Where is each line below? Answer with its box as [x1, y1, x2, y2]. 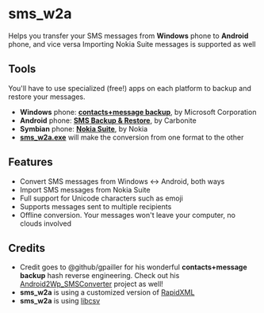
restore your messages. [8, 92, 86, 101]
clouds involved [19, 219, 71, 228]
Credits [8, 241, 46, 254]
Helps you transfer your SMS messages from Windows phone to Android [8, 31, 249, 40]
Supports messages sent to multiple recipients [19, 201, 172, 211]
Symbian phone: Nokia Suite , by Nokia [19, 124, 148, 133]
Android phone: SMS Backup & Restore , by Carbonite [19, 116, 197, 125]
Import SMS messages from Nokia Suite [19, 185, 151, 194]
